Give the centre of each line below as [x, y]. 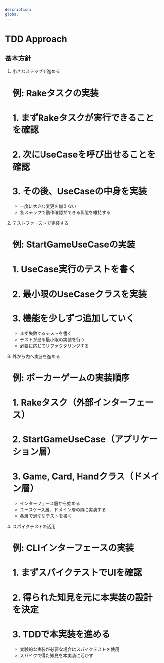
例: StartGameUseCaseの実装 [74, 245]
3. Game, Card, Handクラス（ [73, 476]
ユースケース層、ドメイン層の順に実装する [63, 510]
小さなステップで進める [36, 71]
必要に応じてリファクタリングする [54, 346]
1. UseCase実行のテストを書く [74, 270]
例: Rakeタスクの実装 [55, 93]
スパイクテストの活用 [34, 526]
